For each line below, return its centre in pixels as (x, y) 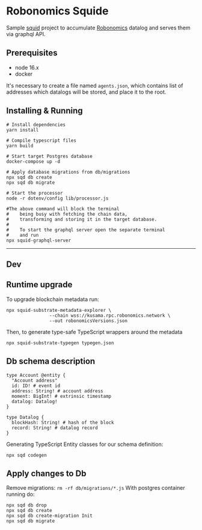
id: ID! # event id (36, 386)
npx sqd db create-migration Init (50, 516)
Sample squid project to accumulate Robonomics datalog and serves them (98, 28)
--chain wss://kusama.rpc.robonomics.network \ (110, 315)
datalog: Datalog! (35, 401)
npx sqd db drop (26, 505)
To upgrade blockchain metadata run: (53, 299)
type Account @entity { (36, 375)
